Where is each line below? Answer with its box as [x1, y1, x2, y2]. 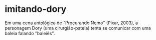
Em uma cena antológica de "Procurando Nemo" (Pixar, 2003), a [5, 20, 138, 26]
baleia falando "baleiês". [5, 30, 55, 36]
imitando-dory [5, 3, 67, 15]
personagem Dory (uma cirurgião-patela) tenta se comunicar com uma [5, 25, 151, 31]
